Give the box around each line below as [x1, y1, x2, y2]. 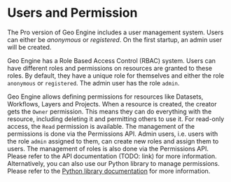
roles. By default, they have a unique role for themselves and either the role [7, 71, 225, 80]
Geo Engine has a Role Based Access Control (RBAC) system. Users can [7, 56, 216, 64]
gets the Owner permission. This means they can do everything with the [7, 107, 212, 115]
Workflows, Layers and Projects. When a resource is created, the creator [7, 99, 217, 108]
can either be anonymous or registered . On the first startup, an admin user [7, 35, 223, 43]
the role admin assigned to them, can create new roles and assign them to [7, 136, 219, 145]
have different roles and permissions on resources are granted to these [7, 64, 212, 72]
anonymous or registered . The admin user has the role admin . [7, 78, 180, 87]
